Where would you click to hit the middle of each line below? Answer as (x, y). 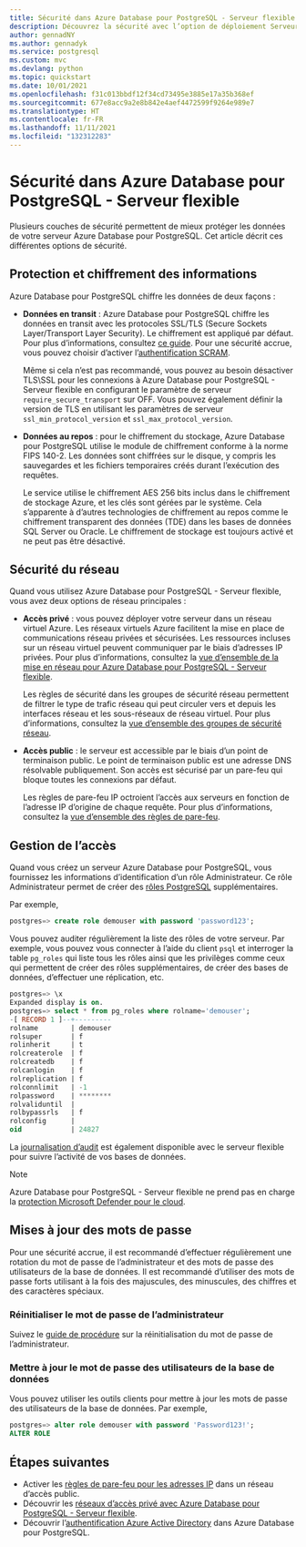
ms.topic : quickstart (51, 77)
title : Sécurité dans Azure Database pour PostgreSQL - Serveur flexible (153, 18)
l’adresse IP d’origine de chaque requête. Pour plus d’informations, (148, 807)
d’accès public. (51, 1493)
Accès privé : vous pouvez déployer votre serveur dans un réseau (147, 619)
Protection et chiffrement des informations (133, 274)
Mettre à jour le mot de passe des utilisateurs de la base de (142, 1368)
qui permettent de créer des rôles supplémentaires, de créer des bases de (149, 968)
